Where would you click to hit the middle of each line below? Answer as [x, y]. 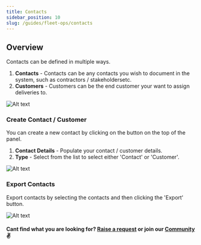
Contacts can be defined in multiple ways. [58, 62]
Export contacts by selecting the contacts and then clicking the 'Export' [95, 197]
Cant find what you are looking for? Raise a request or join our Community [101, 229]
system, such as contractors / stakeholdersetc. [73, 80]
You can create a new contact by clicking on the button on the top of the [96, 133]
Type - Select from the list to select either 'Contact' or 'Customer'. [97, 157]
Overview [25, 47]
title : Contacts [26, 12]
